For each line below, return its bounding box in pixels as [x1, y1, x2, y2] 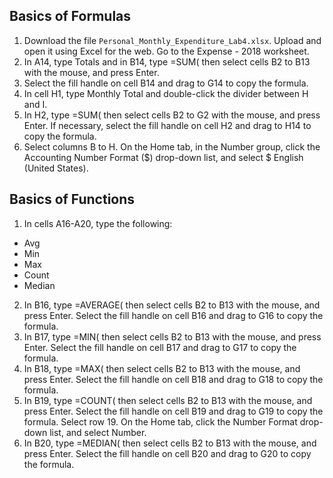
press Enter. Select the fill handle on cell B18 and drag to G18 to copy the [23, 373, 324, 385]
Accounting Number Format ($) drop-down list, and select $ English [23, 151, 304, 163]
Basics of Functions [9, 191, 136, 208]
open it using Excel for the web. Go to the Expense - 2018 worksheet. [23, 45, 310, 57]
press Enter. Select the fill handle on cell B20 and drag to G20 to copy [23, 447, 312, 459]
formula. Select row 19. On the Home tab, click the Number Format [23, 415, 298, 428]
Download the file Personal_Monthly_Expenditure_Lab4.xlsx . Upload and [23, 34, 322, 46]
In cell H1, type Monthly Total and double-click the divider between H [23, 87, 309, 99]
